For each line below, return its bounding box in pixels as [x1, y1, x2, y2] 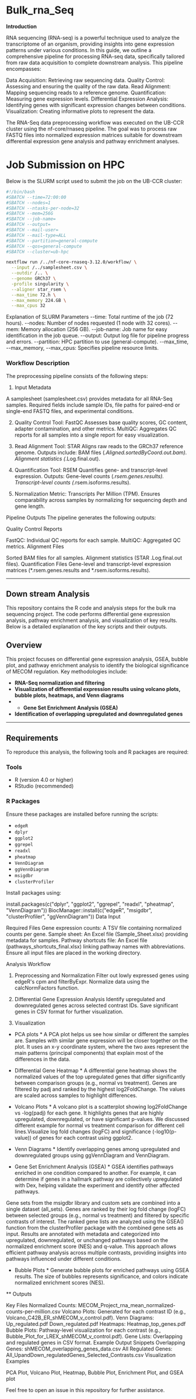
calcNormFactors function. [14, 984, 79, 991]
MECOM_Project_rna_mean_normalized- [78, 1301, 176, 1308]
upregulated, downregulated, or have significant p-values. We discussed [14, 1115, 190, 1122]
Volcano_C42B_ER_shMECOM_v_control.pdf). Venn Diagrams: [6, 1314, 155, 1321]
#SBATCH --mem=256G [6, 211, 54, 216]
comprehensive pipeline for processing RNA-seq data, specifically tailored [6, 53, 185, 60]
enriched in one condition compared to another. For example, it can [14, 1169, 177, 1176]
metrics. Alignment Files [6, 542, 64, 550]
